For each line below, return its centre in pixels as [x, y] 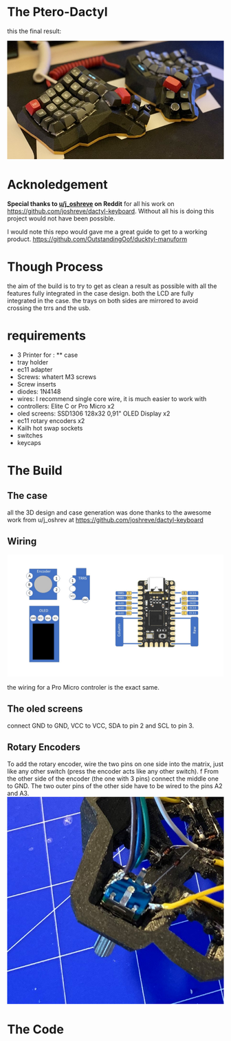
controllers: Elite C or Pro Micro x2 [66, 406]
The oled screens [45, 709]
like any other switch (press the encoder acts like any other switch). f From [113, 771]
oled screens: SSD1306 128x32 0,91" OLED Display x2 [93, 413]
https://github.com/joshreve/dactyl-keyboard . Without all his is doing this [111, 211]
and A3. [18, 793]
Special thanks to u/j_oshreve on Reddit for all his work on [91, 203]
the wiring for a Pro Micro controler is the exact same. [83, 688]
